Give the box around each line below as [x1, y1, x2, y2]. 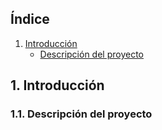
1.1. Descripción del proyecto [10, 107, 153, 121]
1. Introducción [10, 77, 105, 94]
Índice [10, 11, 50, 28]
